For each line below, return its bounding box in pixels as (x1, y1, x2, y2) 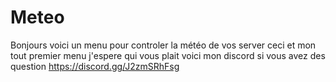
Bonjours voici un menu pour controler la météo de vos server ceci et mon (10, 39, 317, 51)
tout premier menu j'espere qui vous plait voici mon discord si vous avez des (10, 49, 326, 61)
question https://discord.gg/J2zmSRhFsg (10, 60, 180, 72)
